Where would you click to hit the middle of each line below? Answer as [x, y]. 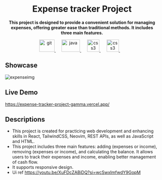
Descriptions [25, 119]
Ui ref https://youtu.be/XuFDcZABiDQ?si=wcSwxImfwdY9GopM [76, 172]
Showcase [21, 65]
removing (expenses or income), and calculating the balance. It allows [82, 152]
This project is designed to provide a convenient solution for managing [82, 22]
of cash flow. [25, 162]
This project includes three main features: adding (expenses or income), [85, 146]
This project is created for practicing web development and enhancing [83, 131]
